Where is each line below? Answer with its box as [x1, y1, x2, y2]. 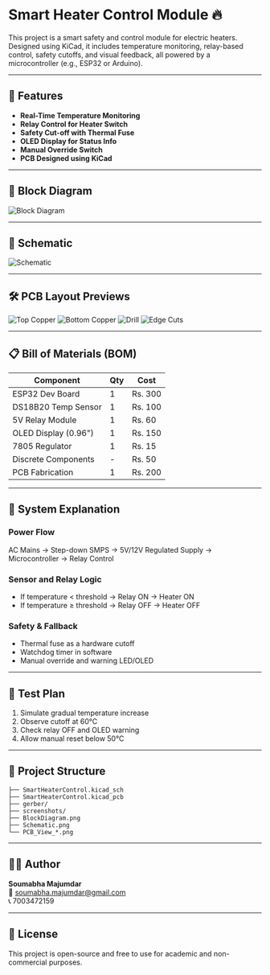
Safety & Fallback [8, 620, 78, 631]
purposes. [48, 957, 83, 967]
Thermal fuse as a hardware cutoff [19, 639, 135, 648]
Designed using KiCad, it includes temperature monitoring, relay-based [8, 41, 243, 51]
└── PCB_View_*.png [8, 828, 74, 836]
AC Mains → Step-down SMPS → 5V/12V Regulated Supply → [8, 545, 213, 554]
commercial [8, 957, 47, 967]
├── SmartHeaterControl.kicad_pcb [8, 792, 125, 801]
